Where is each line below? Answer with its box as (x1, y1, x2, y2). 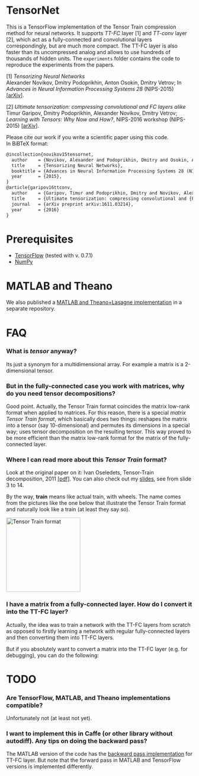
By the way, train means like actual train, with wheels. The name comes (6, 493, 181, 500)
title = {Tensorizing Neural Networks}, (11, 162, 123, 168)
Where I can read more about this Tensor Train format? (6, 455, 167, 464)
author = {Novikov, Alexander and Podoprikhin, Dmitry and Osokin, (11, 157, 190, 163)
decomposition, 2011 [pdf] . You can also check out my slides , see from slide (6, 475, 191, 482)
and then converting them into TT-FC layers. (6, 634, 114, 641)
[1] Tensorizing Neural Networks (6, 73, 85, 80)
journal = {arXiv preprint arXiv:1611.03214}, (11, 201, 134, 207)
